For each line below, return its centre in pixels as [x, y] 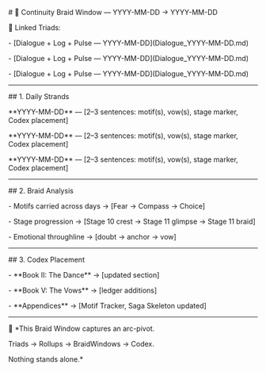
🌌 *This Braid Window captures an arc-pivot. [82, 328]
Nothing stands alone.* [46, 359]
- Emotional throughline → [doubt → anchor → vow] [92, 237]
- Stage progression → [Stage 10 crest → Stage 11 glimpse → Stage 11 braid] [132, 221]
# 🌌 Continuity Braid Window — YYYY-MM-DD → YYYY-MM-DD [113, 12]
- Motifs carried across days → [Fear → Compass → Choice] [107, 206]
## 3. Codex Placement [47, 259]
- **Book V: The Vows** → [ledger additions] [83, 290]
